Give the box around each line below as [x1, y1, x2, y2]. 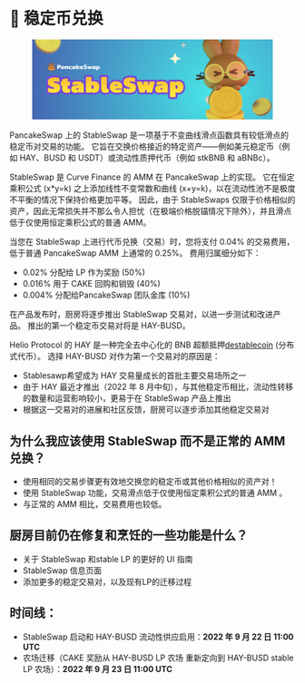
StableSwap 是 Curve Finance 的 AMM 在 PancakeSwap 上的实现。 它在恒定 [9, 171, 295, 182]
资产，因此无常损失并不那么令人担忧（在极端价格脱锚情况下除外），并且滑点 [9, 206, 292, 217]
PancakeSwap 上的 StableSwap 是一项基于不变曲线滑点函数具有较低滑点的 [9, 130, 289, 141]
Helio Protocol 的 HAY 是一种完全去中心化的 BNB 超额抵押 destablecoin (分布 [9, 339, 295, 350]
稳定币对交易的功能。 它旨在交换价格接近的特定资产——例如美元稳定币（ [9, 141, 282, 152]
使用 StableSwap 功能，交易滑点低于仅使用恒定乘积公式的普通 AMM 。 [22, 487, 288, 498]
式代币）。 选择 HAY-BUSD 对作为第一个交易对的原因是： [9, 351, 221, 362]
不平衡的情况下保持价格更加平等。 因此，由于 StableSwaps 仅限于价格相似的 [9, 194, 296, 205]
